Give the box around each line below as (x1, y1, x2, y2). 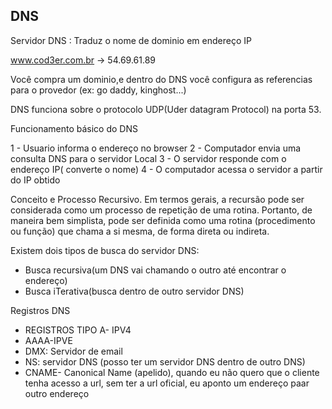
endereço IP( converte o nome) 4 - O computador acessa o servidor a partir (10, 163, 323, 175)
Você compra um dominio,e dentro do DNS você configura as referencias (10, 73, 313, 85)
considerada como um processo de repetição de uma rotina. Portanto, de (10, 204, 313, 216)
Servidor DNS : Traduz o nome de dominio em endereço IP (10, 34, 252, 46)
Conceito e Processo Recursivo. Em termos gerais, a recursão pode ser (10, 193, 305, 205)
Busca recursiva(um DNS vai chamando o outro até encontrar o (24, 264, 287, 276)
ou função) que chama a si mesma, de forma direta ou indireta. (10, 225, 270, 237)
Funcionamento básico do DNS (10, 122, 138, 134)
